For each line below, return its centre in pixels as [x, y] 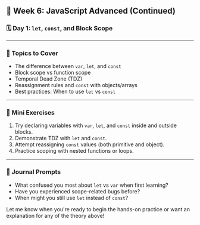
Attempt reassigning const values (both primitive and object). [90, 144]
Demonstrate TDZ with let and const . [61, 138]
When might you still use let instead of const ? [71, 198]
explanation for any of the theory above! [55, 215]
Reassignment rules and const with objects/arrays [76, 85]
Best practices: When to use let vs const [65, 91]
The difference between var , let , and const [68, 66]
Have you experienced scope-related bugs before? [77, 191]
